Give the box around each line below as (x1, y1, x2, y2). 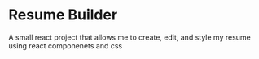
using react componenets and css (8, 40, 123, 50)
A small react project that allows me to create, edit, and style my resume (8, 32, 251, 42)
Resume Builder (8, 6, 118, 24)
